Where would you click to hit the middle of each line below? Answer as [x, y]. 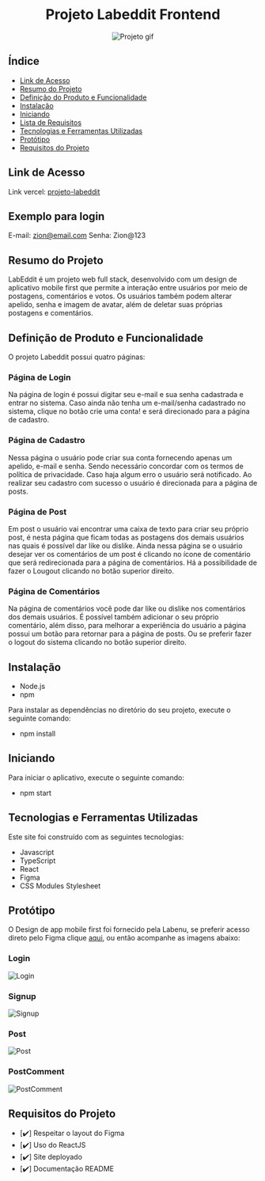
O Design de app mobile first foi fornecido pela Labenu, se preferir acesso [129, 929]
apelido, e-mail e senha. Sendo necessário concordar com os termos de [126, 466]
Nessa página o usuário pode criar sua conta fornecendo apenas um [120, 457]
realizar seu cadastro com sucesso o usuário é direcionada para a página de [133, 483]
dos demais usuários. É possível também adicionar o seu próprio [114, 617]
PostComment [36, 1072]
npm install [38, 734]
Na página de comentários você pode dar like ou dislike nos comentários [127, 609]
